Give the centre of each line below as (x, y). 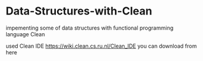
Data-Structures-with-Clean (79, 11)
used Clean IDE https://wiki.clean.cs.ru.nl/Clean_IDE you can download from (101, 46)
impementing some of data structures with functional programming (90, 28)
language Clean (25, 34)
